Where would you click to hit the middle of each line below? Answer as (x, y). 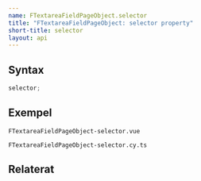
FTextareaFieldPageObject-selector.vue (74, 131)
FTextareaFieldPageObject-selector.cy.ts (78, 145)
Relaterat (31, 169)
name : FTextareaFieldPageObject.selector (78, 15)
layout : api (28, 38)
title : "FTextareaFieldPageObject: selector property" (101, 23)
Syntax (26, 69)
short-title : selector (46, 30)
